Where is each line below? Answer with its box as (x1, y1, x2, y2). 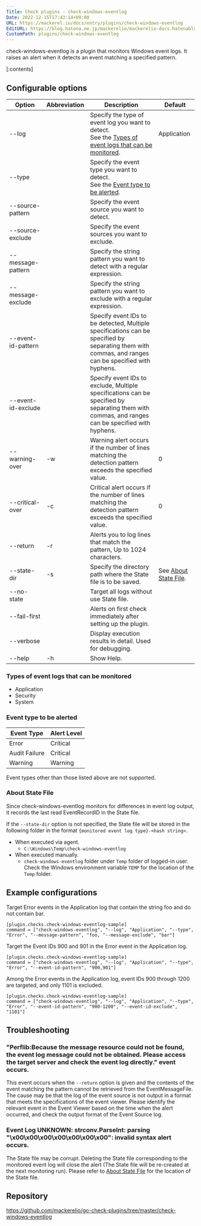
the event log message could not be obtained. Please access (6, 1050, 186, 1059)
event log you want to (90, 118, 151, 126)
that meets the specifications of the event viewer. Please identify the (6, 1098, 175, 1105)
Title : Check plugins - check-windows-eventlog (6, 8, 127, 15)
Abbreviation (46, 100, 85, 109)
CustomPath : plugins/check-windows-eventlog (6, 31, 119, 37)
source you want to (90, 205, 144, 213)
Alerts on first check (90, 604, 147, 613)
